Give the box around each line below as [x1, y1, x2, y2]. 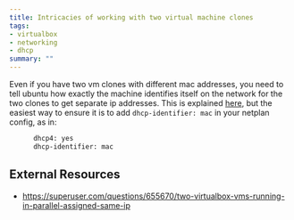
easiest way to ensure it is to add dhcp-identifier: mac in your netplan [9, 108, 270, 118]
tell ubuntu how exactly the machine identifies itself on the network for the [9, 88, 283, 99]
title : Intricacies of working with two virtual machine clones [9, 12, 254, 22]
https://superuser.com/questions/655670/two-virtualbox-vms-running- [21, 191, 285, 201]
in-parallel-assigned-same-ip [21, 200, 131, 210]
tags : [9, 21, 29, 30]
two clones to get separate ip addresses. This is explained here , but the [9, 98, 273, 108]
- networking [9, 37, 58, 47]
